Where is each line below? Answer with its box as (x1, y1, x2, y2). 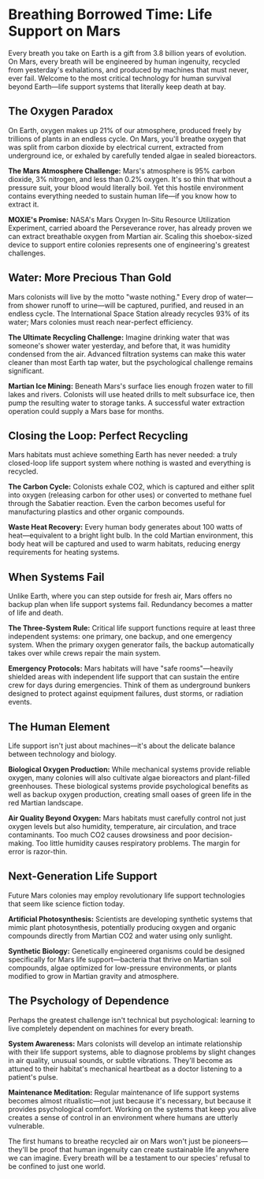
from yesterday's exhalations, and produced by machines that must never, (8, 65, 249, 74)
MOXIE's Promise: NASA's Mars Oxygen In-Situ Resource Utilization (8, 214, 231, 224)
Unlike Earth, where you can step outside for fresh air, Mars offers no (8, 591, 232, 601)
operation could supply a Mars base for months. (8, 406, 165, 415)
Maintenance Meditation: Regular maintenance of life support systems (8, 1088, 240, 1097)
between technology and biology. (8, 749, 117, 758)
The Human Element (8, 720, 110, 734)
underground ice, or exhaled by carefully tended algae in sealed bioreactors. (8, 151, 257, 160)
